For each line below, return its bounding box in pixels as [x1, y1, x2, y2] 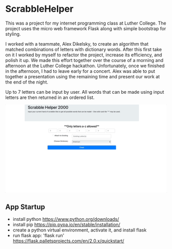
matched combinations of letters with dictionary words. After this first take [5, 46, 162, 52]
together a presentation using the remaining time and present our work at [5, 73, 160, 79]
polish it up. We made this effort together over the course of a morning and [5, 57, 164, 63]
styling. [5, 31, 21, 37]
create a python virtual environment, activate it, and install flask [12, 227, 147, 233]
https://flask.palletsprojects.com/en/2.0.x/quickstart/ [12, 238, 124, 244]
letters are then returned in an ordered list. [5, 94, 95, 100]
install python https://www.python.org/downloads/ [12, 216, 119, 222]
